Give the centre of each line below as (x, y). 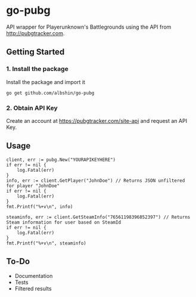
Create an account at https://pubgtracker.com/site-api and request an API (97, 120)
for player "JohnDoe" (33, 185)
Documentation (34, 276)
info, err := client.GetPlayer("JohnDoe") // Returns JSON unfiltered (96, 180)
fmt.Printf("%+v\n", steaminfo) (46, 243)
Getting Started (35, 52)
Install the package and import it (46, 82)
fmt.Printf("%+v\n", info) (40, 206)
